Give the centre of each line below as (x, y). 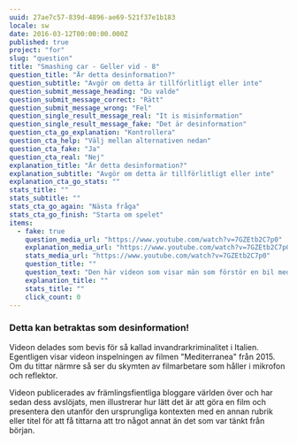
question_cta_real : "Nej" (57, 157)
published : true (39, 42)
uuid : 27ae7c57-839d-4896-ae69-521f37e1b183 (92, 17)
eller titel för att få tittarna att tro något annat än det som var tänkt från (137, 420)
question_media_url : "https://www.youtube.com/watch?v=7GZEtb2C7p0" (154, 240)
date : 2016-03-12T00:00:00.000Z (69, 34)
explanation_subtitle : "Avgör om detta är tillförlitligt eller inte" (142, 173)
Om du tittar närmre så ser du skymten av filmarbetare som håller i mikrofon (147, 366)
